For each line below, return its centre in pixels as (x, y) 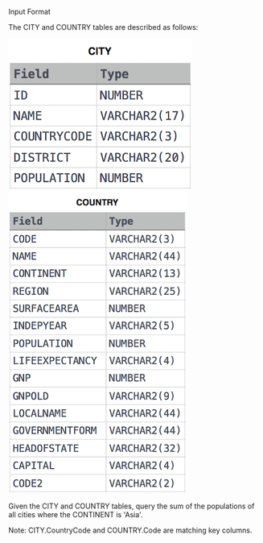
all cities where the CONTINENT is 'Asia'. (76, 514)
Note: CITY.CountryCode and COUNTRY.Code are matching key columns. (130, 530)
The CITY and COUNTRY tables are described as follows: (103, 27)
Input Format (29, 12)
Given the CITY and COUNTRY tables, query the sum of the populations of (131, 506)
